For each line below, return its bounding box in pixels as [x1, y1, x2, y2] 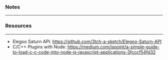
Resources [5, 22, 32, 29]
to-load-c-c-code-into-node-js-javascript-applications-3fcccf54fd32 [12, 49, 156, 55]
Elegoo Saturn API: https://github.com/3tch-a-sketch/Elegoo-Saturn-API [12, 38, 162, 44]
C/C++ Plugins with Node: [12, 43, 66, 49]
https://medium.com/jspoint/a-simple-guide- [67, 43, 160, 49]
